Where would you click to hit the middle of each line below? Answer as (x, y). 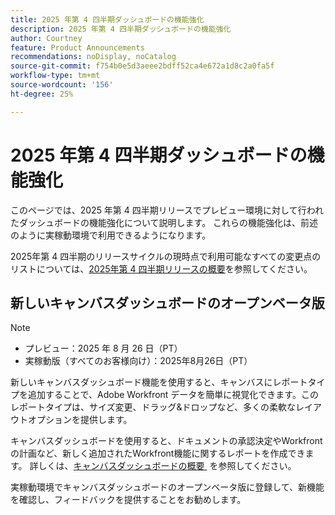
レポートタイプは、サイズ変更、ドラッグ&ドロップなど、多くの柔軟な (153, 407)
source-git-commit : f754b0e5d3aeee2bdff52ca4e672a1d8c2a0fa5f (142, 66)
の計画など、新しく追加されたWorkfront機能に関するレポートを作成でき (158, 453)
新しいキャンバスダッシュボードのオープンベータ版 (167, 302)
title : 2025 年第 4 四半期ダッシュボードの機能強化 (107, 19)
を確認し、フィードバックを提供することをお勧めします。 (128, 500)
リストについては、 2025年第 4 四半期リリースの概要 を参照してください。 (161, 268)
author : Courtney (46, 38)
